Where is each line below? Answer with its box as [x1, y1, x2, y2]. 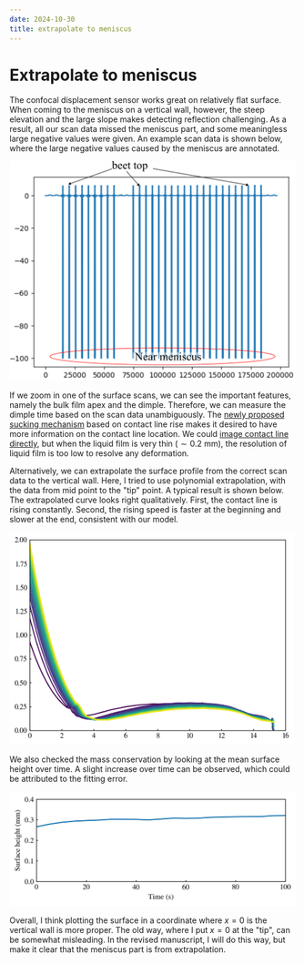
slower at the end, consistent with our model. [9, 513, 179, 524]
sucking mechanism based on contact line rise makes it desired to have [9, 419, 278, 430]
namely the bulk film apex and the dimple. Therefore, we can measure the [9, 399, 287, 410]
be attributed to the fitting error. [9, 773, 128, 784]
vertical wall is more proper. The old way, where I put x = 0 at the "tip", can [9, 925, 291, 936]
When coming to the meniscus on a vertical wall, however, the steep [9, 105, 266, 116]
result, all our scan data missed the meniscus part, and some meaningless [9, 124, 288, 135]
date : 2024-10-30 [9, 15, 76, 24]
